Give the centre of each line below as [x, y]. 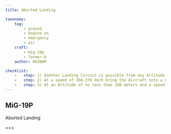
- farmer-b [35, 57]
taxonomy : [16, 19]
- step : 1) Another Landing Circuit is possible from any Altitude [90, 76]
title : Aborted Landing [31, 10]
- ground [33, 28]
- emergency [36, 38]
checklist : [17, 71]
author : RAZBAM [31, 61]
